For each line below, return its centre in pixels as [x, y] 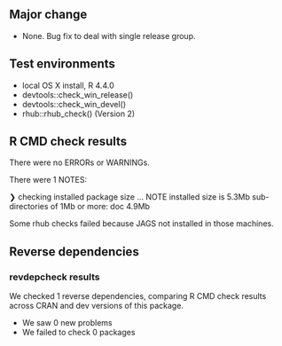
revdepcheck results [55, 277]
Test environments [62, 64]
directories [29, 207]
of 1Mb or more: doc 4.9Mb [100, 207]
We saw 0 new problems [67, 323]
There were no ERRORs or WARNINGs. [80, 162]
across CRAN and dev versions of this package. [97, 306]
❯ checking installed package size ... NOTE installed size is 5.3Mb [130, 197]
